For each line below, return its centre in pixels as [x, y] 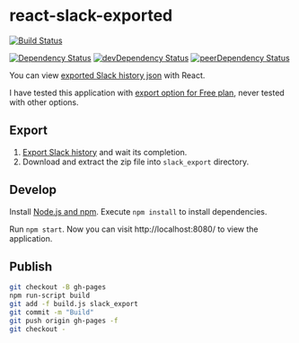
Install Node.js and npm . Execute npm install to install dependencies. [138, 211]
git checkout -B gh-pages [57, 287]
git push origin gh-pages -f [64, 321]
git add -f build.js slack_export [74, 304]
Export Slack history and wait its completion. [105, 152]
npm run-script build [50, 296]
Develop [33, 190]
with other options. [44, 102]
